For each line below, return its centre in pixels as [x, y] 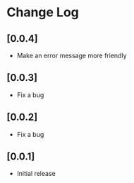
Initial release [36, 174]
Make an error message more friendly [72, 55]
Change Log [43, 12]
